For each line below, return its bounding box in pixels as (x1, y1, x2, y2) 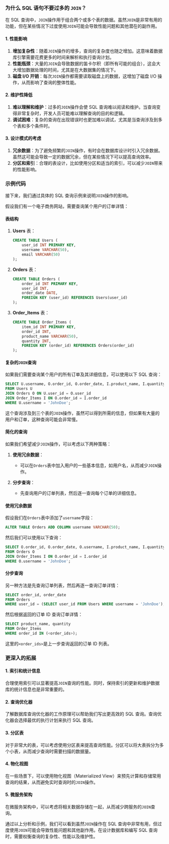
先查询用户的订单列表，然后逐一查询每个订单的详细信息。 (20, 490, 139, 496)
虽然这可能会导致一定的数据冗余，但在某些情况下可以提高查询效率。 (12, 154, 154, 160)
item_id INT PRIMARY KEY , (22, 324, 76, 330)
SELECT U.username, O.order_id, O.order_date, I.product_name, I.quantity (5, 381, 165, 386)
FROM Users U (5, 386, 33, 392)
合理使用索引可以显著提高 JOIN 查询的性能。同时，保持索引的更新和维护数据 (5, 680, 160, 686)
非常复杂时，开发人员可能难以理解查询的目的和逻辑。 (17, 110, 127, 116)
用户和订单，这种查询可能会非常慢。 (5, 416, 80, 422)
